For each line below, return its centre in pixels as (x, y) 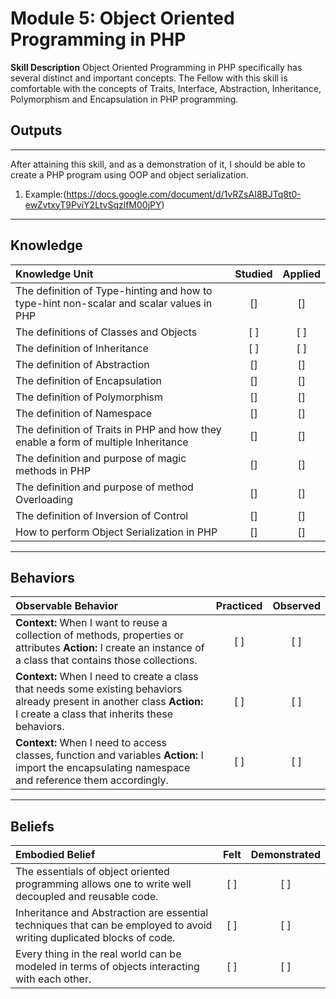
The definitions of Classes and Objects (106, 332)
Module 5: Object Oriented (122, 18)
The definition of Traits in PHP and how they (118, 429)
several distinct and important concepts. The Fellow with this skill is (149, 78)
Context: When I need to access (91, 743)
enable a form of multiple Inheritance (102, 442)
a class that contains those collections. (106, 660)
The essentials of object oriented (92, 872)
